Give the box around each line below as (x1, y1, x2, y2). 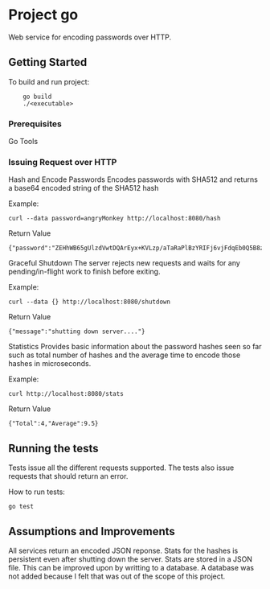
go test (8, 503, 35, 511)
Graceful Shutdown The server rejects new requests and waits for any (8, 258, 241, 268)
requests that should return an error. (8, 472, 129, 481)
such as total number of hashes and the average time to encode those (8, 350, 241, 360)
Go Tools (8, 137, 39, 146)
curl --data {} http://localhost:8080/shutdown (8, 298, 171, 307)
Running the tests (8, 441, 99, 455)
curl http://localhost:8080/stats (8, 390, 125, 398)
